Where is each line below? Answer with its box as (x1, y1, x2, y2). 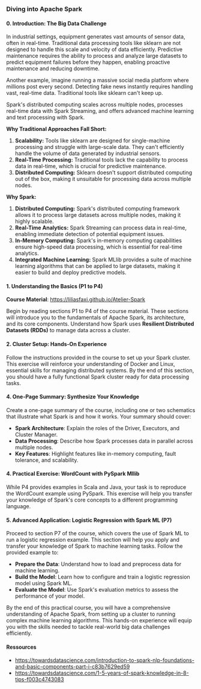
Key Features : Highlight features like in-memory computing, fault (14, 450, 176, 457)
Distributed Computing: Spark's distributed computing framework (14, 205, 180, 212)
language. (6, 502, 31, 509)
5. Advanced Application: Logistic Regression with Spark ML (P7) (6, 516, 172, 524)
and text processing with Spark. (6, 114, 85, 121)
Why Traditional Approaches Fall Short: (6, 126, 107, 133)
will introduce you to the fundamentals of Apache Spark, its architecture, (6, 314, 186, 321)
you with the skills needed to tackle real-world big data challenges (6, 624, 170, 631)
